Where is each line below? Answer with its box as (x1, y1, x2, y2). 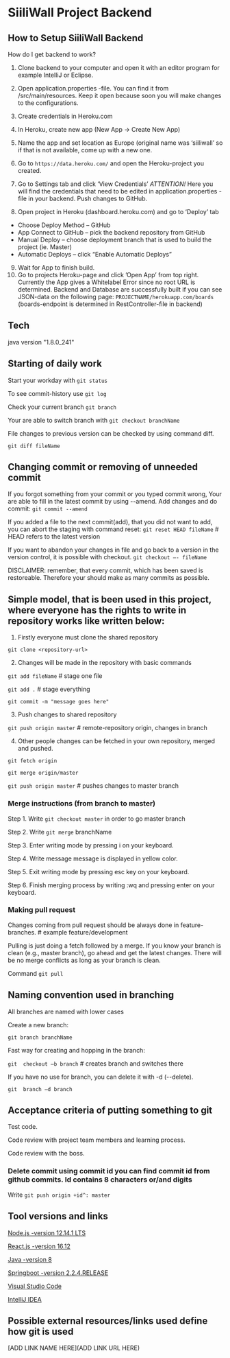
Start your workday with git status (8, 376, 108, 384)
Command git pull (8, 969, 64, 977)
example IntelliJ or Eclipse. (17, 71, 94, 79)
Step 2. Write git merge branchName (8, 828, 112, 836)
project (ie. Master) (17, 243, 73, 251)
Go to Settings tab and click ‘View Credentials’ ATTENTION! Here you (17, 180, 214, 188)
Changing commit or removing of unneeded (8, 461, 198, 473)
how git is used (8, 1326, 74, 1337)
